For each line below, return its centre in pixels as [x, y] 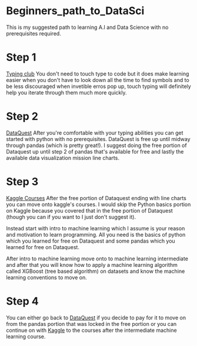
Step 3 [22, 182]
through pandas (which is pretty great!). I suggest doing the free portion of [96, 145]
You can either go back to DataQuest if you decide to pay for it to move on [96, 318]
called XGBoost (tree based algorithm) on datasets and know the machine [96, 271]
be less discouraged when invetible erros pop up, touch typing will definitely [98, 86]
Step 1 [21, 58]
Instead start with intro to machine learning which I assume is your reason [96, 228]
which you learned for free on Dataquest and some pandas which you [91, 241]
